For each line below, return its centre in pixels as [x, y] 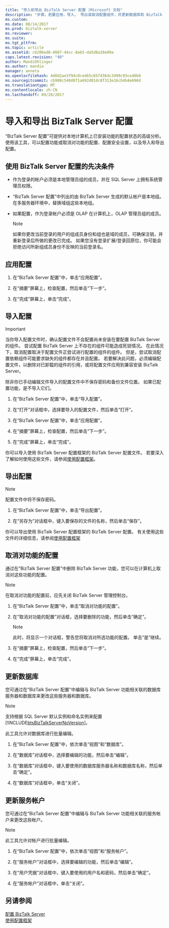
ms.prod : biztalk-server [31, 29]
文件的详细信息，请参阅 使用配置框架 [43, 538]
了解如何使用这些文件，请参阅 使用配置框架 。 [52, 459]
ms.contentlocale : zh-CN [31, 90]
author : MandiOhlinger [29, 62]
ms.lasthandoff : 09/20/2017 [35, 95]
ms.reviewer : [19, 33]
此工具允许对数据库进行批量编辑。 [41, 734]
